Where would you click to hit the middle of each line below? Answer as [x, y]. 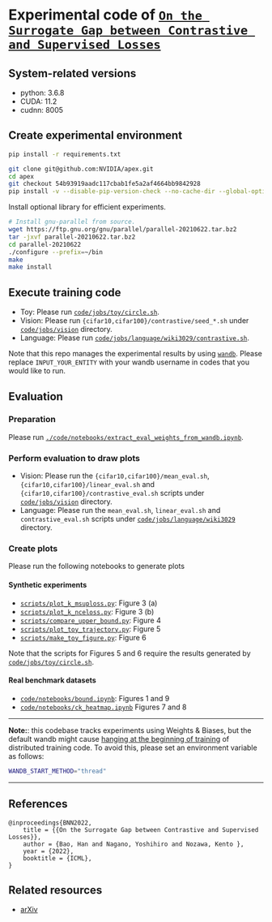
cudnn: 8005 [41, 110]
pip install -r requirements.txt [65, 154]
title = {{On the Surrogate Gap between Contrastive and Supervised [141, 829]
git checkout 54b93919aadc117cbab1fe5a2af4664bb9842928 [104, 184]
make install [30, 267]
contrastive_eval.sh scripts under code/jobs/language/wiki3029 [128, 519]
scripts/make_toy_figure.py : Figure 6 [83, 637]
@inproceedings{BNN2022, [50, 823]
